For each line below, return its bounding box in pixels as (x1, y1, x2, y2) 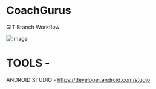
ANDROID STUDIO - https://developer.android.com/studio (6, 76, 151, 83)
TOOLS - (6, 57, 50, 70)
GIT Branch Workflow (6, 23, 60, 31)
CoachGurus (6, 4, 71, 17)
